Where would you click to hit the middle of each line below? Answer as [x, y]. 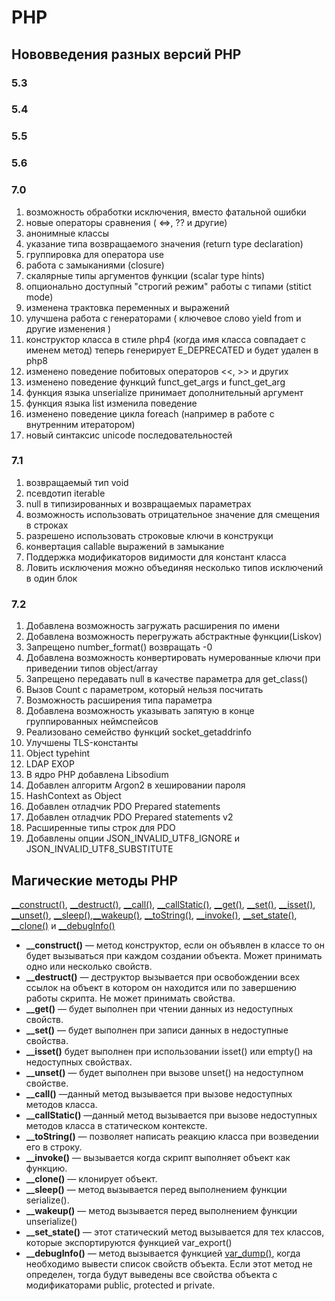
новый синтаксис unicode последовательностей [129, 435]
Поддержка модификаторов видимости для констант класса [156, 557]
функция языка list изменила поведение [111, 403]
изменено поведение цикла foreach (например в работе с [150, 413]
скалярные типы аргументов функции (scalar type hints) [145, 275]
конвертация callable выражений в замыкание [125, 546]
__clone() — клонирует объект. [91, 1178]
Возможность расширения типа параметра [119, 700]
